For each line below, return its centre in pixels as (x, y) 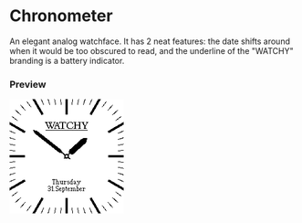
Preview (28, 84)
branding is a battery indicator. (67, 60)
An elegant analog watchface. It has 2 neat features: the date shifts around (150, 41)
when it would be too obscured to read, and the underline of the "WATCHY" (151, 50)
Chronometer (61, 16)
